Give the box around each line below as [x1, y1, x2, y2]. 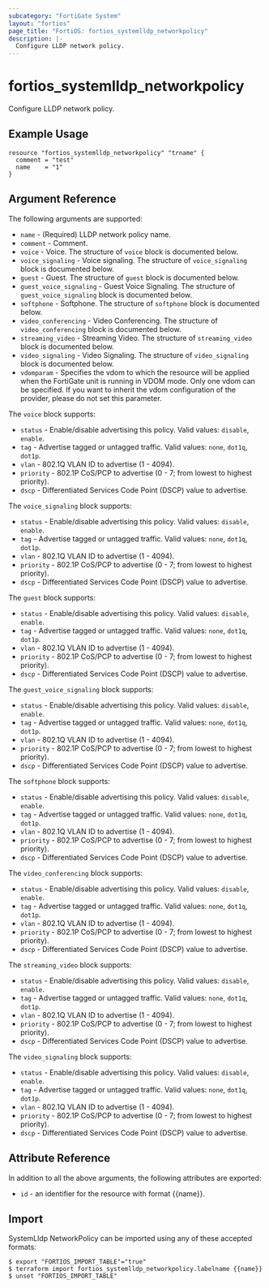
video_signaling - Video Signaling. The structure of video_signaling [19, 350, 250, 360]
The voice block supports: [8, 409, 96, 419]
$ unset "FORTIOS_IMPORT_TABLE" [8, 1272, 117, 1281]
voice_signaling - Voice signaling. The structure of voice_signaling [19, 255, 248, 265]
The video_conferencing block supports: [8, 868, 143, 877]
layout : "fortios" [8, 19, 70, 28]
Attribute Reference [8, 1152, 111, 1165]
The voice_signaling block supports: [8, 501, 132, 510]
